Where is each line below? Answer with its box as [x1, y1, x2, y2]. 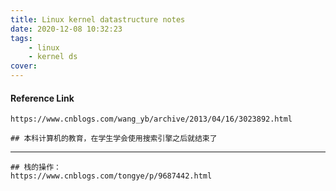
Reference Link [10, 92, 75, 104]
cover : [10, 61, 38, 71]
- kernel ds [28, 52, 78, 62]
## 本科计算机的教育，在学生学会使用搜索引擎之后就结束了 [10, 134, 218, 144]
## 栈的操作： [10, 162, 62, 173]
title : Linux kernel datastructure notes [10, 14, 186, 25]
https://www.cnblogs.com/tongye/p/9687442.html [10, 171, 213, 181]
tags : [10, 33, 33, 43]
